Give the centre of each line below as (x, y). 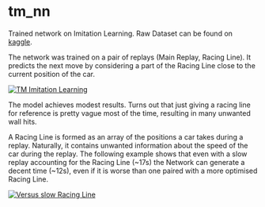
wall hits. (23, 121)
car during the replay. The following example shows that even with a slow (128, 154)
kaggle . (21, 41)
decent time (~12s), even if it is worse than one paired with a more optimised (133, 171)
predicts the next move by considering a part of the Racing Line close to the (132, 65)
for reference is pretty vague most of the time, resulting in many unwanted (129, 113)
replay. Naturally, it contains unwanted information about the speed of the (128, 145)
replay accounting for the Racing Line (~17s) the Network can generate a (127, 162)
